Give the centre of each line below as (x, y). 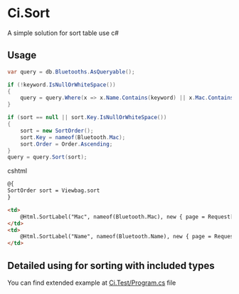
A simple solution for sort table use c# (63, 33)
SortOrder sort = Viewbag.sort (54, 191)
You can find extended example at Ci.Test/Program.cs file (92, 283)
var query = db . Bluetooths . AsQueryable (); (71, 72)
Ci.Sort (29, 13)
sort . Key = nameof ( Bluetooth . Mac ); (73, 137)
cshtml (17, 171)
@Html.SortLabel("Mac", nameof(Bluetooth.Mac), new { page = (112, 217)
